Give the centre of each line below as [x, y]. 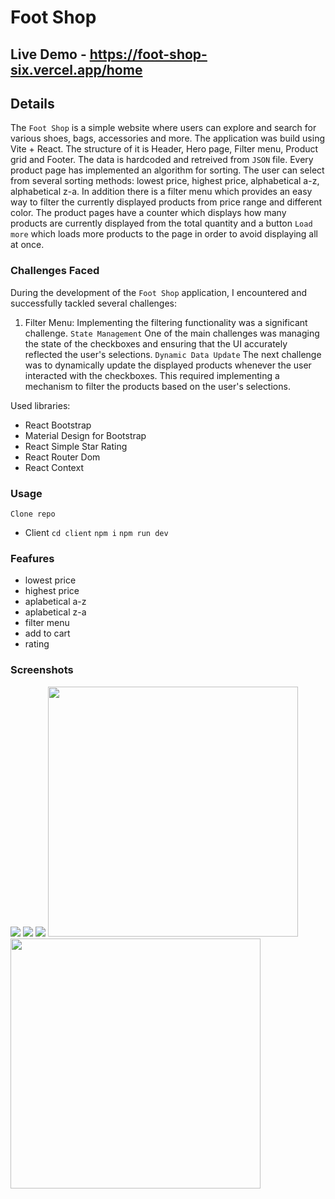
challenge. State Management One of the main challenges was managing [172, 333]
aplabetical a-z [55, 602]
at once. [27, 245]
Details [32, 103]
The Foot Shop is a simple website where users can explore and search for [163, 128]
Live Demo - [48, 54]
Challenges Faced [55, 271]
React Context [54, 467]
